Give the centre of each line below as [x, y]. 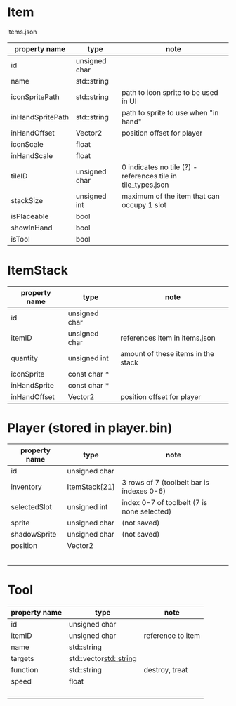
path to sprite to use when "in [170, 112]
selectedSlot [32, 506]
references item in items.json [168, 338]
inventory [26, 487]
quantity [25, 358]
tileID [19, 176]
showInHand [32, 228]
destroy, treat [166, 669]
